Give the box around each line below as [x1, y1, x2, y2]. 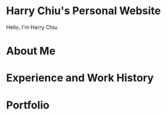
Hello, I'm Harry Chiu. [6, 24, 59, 31]
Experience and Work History [6, 71, 154, 85]
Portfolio [6, 98, 50, 111]
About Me [6, 44, 56, 58]
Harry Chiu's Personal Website [6, 4, 161, 18]
